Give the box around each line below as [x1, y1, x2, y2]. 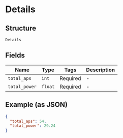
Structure [5, 24, 37, 33]
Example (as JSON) [5, 100, 68, 109]
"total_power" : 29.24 [10, 123, 56, 128]
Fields [5, 51, 25, 60]
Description [86, 66, 115, 73]
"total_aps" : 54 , [10, 119, 47, 124]
